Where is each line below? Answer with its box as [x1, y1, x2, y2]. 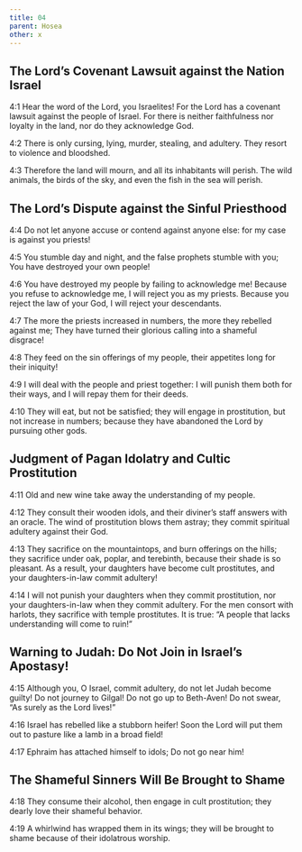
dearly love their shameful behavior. [9, 806, 142, 817]
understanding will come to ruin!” [9, 618, 133, 629]
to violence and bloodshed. [9, 148, 111, 159]
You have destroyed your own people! [9, 261, 151, 271]
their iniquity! [9, 362, 59, 372]
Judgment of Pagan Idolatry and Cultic [9, 452, 232, 467]
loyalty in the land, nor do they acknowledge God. [9, 121, 195, 132]
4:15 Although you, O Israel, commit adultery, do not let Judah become [9, 683, 272, 693]
